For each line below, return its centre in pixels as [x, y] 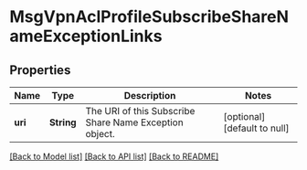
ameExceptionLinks [86, 36]
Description [150, 96]
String [63, 122]
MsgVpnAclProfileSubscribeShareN [149, 17]
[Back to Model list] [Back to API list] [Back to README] [114, 156]
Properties [40, 70]
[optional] [244, 117]
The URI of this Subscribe [140, 111]
